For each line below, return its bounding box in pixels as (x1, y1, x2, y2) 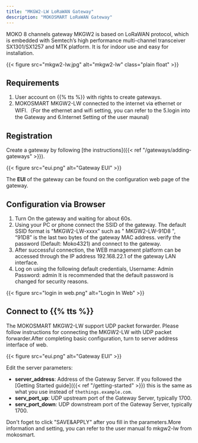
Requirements (6, 78, 59, 88)
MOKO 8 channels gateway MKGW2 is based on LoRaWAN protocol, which (6, 30, 189, 37)
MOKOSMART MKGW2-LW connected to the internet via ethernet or (14, 100, 182, 107)
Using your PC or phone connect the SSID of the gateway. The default (14, 221, 186, 228)
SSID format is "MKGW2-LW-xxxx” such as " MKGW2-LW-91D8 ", (14, 227, 176, 235)
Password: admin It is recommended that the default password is (14, 271, 174, 278)
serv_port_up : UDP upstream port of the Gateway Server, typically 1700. (14, 394, 192, 402)
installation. (6, 49, 34, 56)
